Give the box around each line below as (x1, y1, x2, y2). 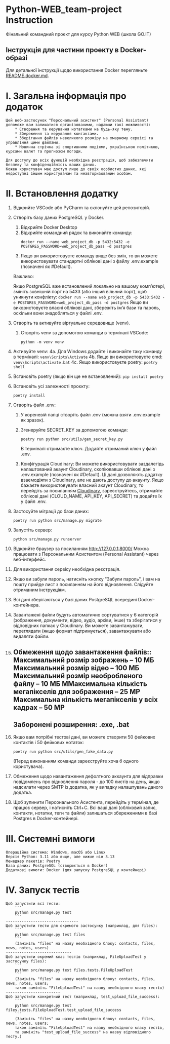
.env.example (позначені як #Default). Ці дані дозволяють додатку (20, 471, 163, 477)
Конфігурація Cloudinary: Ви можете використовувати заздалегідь (20, 460, 164, 467)
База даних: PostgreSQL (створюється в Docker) (6, 863, 108, 868)
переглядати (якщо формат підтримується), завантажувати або (13, 628, 151, 634)
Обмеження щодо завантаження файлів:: (13, 648, 152, 656)
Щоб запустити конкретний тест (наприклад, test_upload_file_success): (6, 994, 160, 999)
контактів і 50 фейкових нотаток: (13, 739, 84, 745)
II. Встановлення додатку (6, 187, 118, 199)
